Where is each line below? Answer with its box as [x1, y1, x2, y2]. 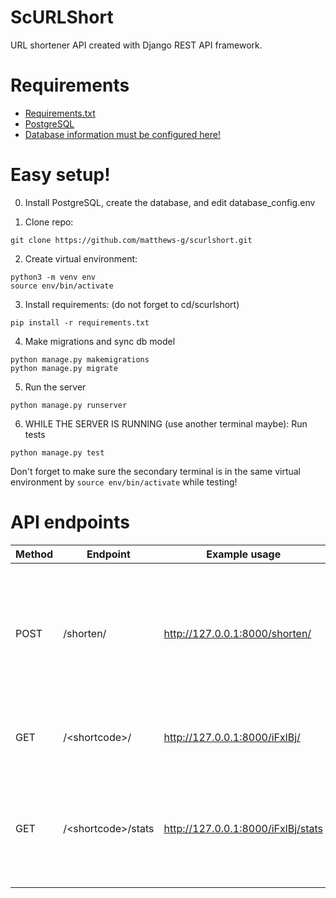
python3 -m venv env [10, 272, 97, 282]
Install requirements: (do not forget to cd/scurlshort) [24, 298, 240, 310]
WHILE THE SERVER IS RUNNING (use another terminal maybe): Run [24, 417, 308, 430]
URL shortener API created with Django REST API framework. [10, 39, 263, 51]
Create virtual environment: [24, 252, 138, 265]
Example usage [206, 547, 282, 561]
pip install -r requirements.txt [10, 317, 150, 328]
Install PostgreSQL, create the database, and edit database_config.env [24, 196, 316, 208]
